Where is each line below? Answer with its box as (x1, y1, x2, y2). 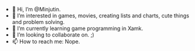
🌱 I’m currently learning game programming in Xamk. (11, 25, 144, 32)
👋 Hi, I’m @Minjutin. (11, 6, 61, 13)
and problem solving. (11, 19, 65, 25)
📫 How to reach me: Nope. (11, 38, 80, 45)
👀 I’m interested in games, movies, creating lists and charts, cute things (11, 12, 190, 19)
